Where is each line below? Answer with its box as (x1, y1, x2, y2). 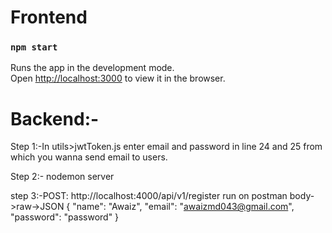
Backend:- (10, 107, 100, 130)
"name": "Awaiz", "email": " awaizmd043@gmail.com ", (72, 201, 295, 213)
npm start (10, 42, 58, 53)
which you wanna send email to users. (10, 151, 168, 163)
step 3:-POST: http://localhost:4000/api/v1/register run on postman (10, 190, 288, 202)
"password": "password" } (10, 211, 120, 223)
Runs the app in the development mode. (10, 62, 175, 74)
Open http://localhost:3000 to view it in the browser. (10, 72, 226, 85)
